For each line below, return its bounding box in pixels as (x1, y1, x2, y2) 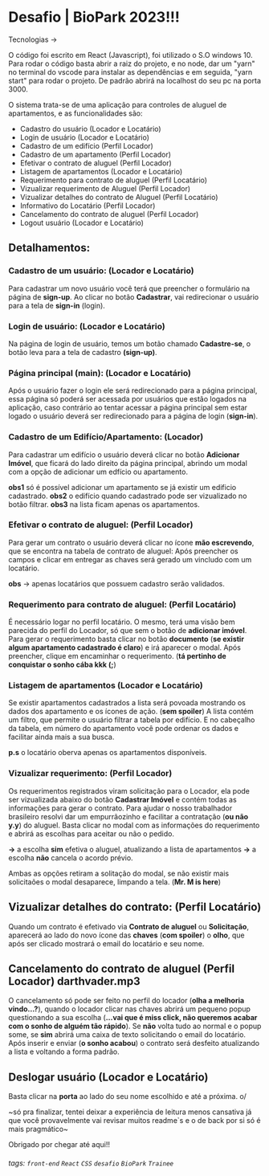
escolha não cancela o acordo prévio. (8, 852, 134, 863)
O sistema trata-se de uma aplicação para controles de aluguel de (8, 100, 227, 109)
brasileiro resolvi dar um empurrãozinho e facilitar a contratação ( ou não (8, 811, 249, 821)
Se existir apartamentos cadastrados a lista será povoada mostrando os (8, 698, 247, 708)
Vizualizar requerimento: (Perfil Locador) (8, 768, 173, 779)
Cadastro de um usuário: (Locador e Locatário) (8, 265, 194, 276)
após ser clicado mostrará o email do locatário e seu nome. (8, 938, 205, 948)
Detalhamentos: (8, 241, 91, 255)
